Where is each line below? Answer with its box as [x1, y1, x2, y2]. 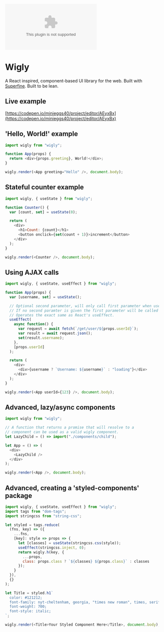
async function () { [14, 322, 54, 327]
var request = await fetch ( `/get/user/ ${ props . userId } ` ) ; [18, 326, 139, 331]
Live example [5, 97, 46, 105]
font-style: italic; [9, 609, 51, 614]
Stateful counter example [5, 183, 84, 191]
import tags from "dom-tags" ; [5, 509, 67, 514]
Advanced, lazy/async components [5, 403, 116, 411]
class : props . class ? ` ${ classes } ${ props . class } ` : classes [22, 559, 150, 564]
